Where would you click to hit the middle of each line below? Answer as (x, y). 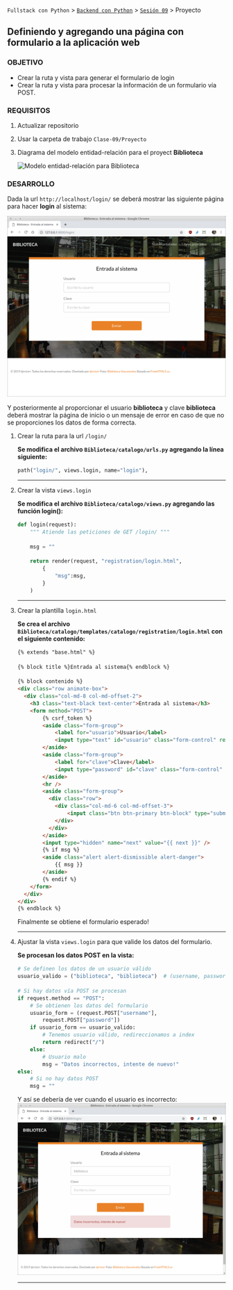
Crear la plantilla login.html (57, 610)
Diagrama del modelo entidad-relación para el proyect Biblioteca (110, 152)
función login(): (40, 511)
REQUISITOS (29, 110)
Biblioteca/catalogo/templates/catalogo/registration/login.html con (120, 631)
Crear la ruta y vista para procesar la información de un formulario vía (117, 85)
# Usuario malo (64, 1057)
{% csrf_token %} (67, 718)
